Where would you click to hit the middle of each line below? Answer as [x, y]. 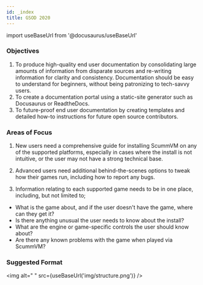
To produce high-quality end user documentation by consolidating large [106, 64]
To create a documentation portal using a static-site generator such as [104, 97]
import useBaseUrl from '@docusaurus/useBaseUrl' [72, 35]
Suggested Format [35, 262]
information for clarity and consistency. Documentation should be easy [105, 77]
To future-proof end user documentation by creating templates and [100, 110]
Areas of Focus [29, 132]
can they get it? [35, 214]
